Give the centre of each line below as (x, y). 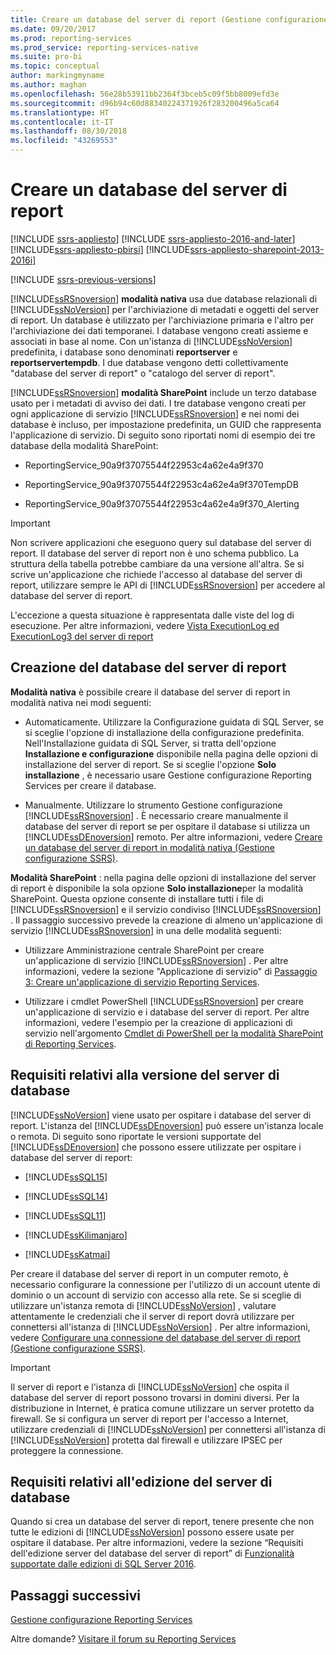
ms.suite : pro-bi (46, 57)
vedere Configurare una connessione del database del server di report (155, 1337)
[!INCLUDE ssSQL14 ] (66, 1196)
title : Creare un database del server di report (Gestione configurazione (169, 19)
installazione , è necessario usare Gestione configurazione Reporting (168, 775)
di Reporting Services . (70, 1043)
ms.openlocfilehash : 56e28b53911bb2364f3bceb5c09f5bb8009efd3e (145, 94)
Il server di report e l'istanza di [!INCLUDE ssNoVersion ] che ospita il (150, 1387)
